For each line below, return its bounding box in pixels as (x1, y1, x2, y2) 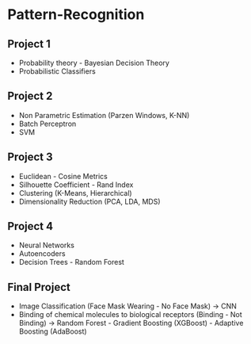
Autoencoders (18, 249, 66, 258)
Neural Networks (18, 240, 74, 250)
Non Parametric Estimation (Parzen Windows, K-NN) (18, 110, 190, 120)
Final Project (7, 280, 70, 294)
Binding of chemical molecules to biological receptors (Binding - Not (18, 310, 242, 319)
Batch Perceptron (18, 119, 77, 128)
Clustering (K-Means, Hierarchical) (18, 188, 132, 197)
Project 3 (7, 151, 53, 164)
